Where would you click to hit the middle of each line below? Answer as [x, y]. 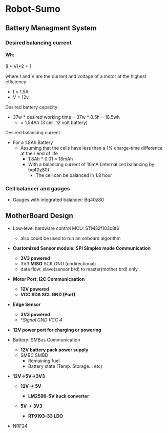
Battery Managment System [51, 28]
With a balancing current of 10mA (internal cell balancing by [91, 164]
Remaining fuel [44, 360]
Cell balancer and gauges [38, 188]
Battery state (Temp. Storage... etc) [65, 366]
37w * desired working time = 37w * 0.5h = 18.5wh [66, 117]
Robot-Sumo [33, 9]
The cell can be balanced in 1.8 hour [74, 175]
